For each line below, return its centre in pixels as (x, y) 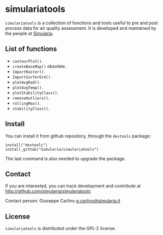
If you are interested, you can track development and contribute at (73, 186)
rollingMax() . (26, 103)
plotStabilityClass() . (35, 92)
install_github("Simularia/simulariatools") (52, 149)
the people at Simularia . (29, 33)
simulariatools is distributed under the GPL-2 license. (61, 229)
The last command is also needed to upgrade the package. (65, 158)
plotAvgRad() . (26, 82)
